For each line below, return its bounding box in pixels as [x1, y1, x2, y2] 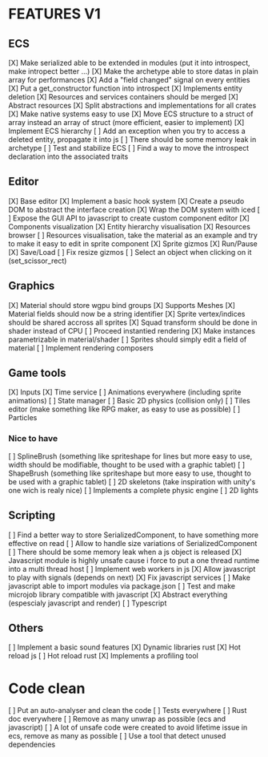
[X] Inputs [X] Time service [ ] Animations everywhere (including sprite [8, 387, 242, 397]
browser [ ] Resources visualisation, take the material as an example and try [8, 230, 258, 240]
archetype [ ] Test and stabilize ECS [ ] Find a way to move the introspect [8, 144, 250, 152]
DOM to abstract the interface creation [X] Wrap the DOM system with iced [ [8, 204, 260, 214]
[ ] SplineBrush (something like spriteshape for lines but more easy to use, [8, 451, 253, 461]
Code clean [8, 679, 86, 698]
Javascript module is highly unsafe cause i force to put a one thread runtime [8, 555, 260, 565]
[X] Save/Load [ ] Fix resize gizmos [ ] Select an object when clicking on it [8, 247, 252, 257]
